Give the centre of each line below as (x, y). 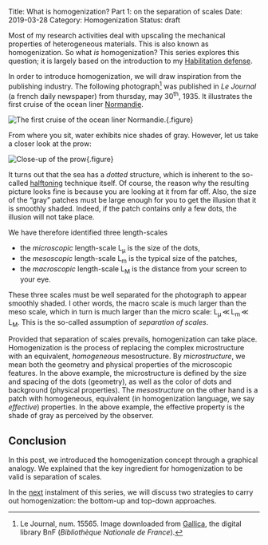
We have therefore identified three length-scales (88, 233)
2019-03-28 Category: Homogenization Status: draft (95, 20)
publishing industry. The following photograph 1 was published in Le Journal (132, 85)
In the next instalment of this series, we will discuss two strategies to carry (131, 492)
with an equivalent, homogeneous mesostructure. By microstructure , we (127, 356)
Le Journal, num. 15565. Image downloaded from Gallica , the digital (130, 524)
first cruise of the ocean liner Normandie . (76, 105)
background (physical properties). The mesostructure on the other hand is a (133, 390)
